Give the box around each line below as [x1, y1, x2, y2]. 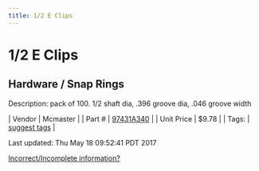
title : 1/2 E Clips [8, 11, 73, 20]
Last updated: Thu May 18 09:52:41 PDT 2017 [8, 138, 157, 147]
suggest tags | [8, 122, 56, 132]
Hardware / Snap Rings [8, 77, 125, 91]
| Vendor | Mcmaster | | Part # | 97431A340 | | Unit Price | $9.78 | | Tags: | [8, 114, 250, 123]
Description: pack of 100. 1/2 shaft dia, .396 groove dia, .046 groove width [8, 99, 252, 108]
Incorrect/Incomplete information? [8, 153, 121, 163]
